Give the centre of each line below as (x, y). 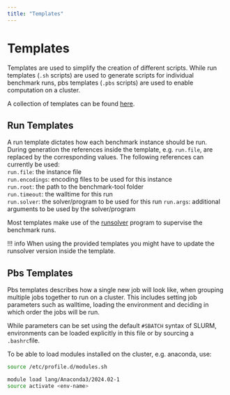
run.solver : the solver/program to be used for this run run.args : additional (114, 202)
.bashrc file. (24, 340)
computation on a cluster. (44, 90)
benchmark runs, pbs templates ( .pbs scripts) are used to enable (100, 82)
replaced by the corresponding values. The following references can (106, 157)
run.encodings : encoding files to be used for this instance (90, 180)
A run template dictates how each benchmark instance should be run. (107, 142)
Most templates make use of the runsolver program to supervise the (105, 223)
